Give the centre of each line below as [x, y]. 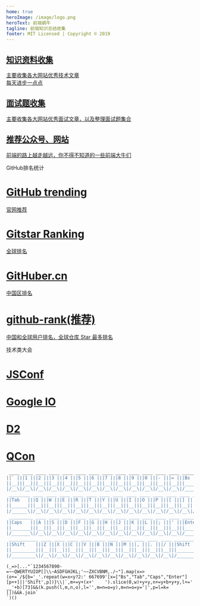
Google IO [31, 402]
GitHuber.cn [37, 276]
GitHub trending [47, 192]
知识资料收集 [30, 59]
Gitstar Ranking [45, 234]
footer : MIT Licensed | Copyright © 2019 [58, 34]
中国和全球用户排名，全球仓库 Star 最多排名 [60, 337]
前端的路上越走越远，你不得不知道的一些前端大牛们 [69, 155]
